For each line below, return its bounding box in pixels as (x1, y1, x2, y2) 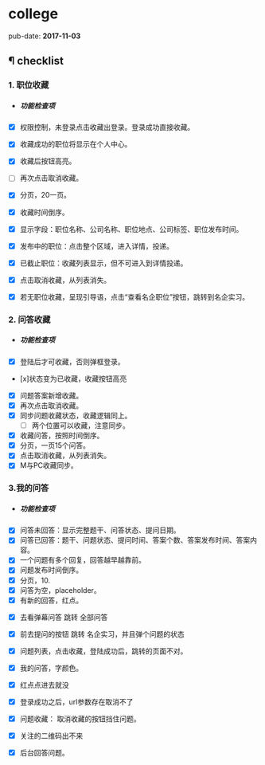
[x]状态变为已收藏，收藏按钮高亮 (19, 374, 127, 383)
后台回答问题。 (19, 748, 69, 758)
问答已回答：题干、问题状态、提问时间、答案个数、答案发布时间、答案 (19, 535, 251, 545)
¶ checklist (8, 54, 64, 68)
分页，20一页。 (19, 190, 72, 200)
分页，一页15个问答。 (19, 441, 90, 450)
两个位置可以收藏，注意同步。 (31, 421, 130, 430)
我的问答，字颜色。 (19, 663, 84, 673)
